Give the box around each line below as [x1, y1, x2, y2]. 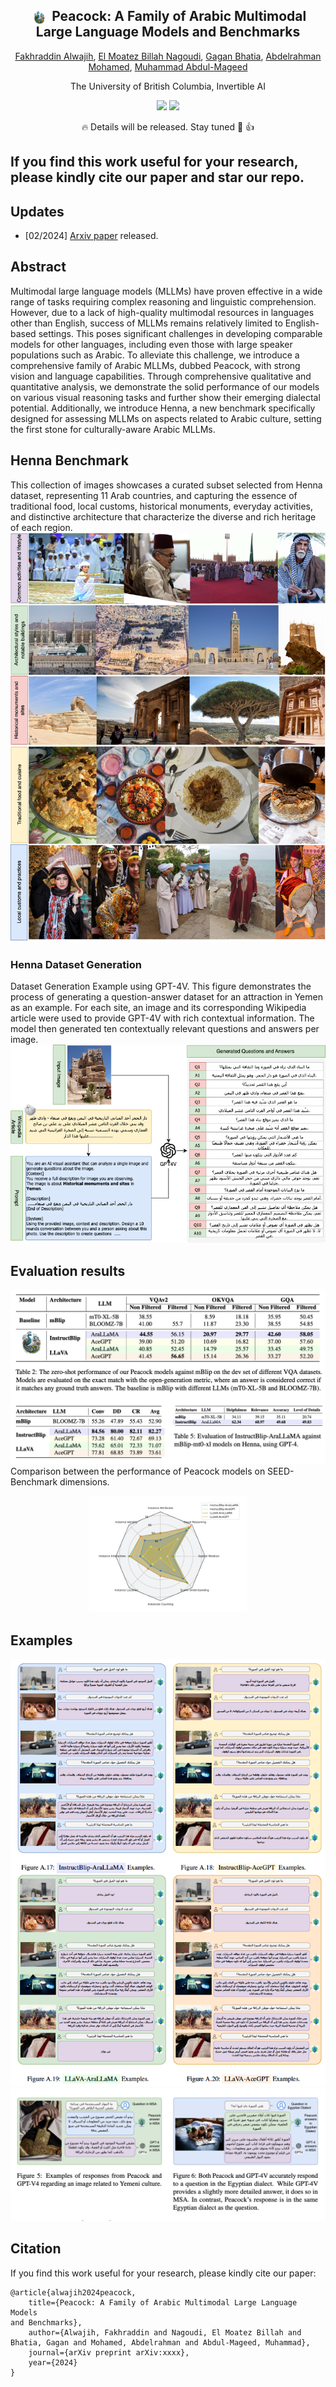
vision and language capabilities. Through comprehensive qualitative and [10, 370, 312, 382]
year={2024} [28, 2357, 78, 2368]
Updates [10, 203, 65, 220]
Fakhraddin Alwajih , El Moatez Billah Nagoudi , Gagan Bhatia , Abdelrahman [14, 50, 322, 62]
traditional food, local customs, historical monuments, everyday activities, [10, 500, 313, 512]
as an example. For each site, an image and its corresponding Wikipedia [10, 1001, 307, 1013]
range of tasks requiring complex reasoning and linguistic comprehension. [10, 295, 317, 308]
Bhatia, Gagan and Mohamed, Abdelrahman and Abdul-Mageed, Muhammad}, [10, 2337, 311, 2348]
